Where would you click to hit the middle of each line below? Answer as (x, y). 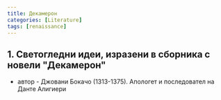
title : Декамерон (32, 13)
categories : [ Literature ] (44, 20)
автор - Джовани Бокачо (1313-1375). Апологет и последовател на (116, 82)
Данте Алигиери (42, 89)
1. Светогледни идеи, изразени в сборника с (109, 54)
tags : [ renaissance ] (37, 26)
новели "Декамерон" (57, 65)
